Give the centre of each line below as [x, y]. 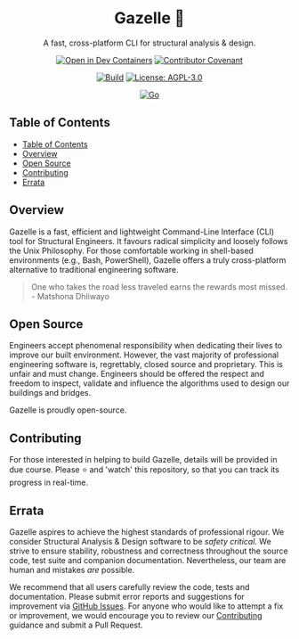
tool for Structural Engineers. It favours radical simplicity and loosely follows [149, 241]
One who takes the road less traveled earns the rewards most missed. [159, 287]
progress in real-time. [49, 483]
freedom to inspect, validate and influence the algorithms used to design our [149, 383]
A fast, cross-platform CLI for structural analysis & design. [149, 43]
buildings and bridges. [50, 393]
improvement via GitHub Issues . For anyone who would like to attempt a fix [146, 606]
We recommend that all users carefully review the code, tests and [129, 587]
